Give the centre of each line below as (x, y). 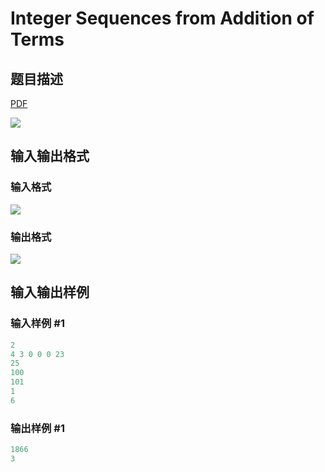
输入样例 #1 (37, 324)
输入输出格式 (50, 156)
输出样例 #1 (37, 428)
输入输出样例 (50, 292)
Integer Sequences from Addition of (162, 18)
